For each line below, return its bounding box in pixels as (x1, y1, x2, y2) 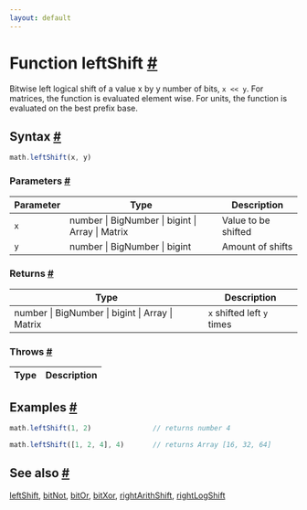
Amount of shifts (221, 239, 293, 252)
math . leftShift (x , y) (9, 153, 92, 163)
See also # (9, 465, 70, 481)
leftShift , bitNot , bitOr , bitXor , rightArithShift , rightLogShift (9, 490, 226, 501)
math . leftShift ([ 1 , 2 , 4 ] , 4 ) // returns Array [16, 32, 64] (9, 440, 272, 449)
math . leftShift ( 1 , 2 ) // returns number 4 (9, 423, 231, 432)
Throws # (9, 345, 53, 357)
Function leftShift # (9, 52, 158, 73)
